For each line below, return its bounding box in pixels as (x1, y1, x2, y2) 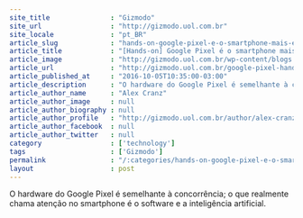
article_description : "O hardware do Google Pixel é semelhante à (9, 80, 289, 89)
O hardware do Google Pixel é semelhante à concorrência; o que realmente (9, 188, 289, 199)
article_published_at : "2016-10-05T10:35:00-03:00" (9, 72, 228, 81)
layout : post (9, 164, 135, 173)
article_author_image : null (9, 96, 135, 106)
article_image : (9, 55, 115, 64)
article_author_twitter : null (9, 131, 135, 140)
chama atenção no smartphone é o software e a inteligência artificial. (9, 198, 266, 209)
